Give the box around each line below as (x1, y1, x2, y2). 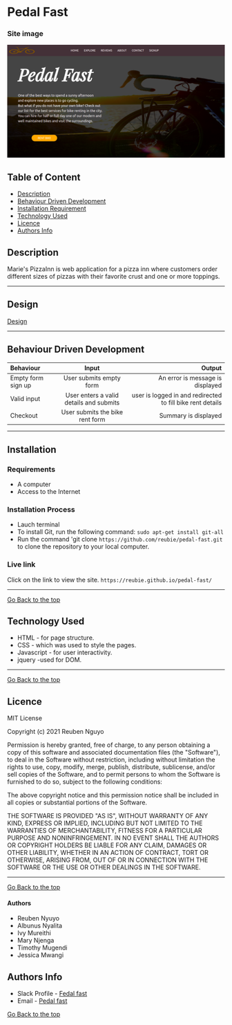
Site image (7, 29, 43, 39)
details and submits (64, 398, 120, 407)
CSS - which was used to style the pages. (17, 641, 137, 649)
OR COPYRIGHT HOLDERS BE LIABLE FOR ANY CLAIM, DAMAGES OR (7, 841, 207, 849)
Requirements (7, 464, 56, 474)
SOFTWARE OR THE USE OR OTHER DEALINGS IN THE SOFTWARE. (7, 863, 201, 871)
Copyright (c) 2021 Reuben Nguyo (7, 728, 104, 736)
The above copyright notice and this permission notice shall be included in (7, 791, 219, 800)
